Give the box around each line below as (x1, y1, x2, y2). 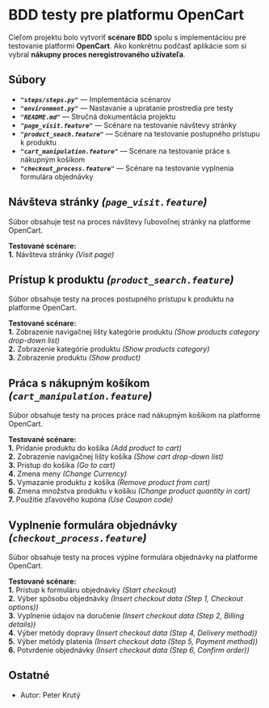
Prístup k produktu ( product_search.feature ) (8, 272, 234, 286)
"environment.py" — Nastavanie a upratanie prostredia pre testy (19, 103, 234, 112)
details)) (8, 620, 36, 629)
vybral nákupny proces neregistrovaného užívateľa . (8, 49, 186, 59)
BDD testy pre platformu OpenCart (8, 6, 245, 24)
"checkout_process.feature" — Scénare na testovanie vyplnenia (19, 163, 234, 173)
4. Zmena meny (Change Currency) (8, 469, 128, 478)
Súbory (8, 73, 47, 86)
